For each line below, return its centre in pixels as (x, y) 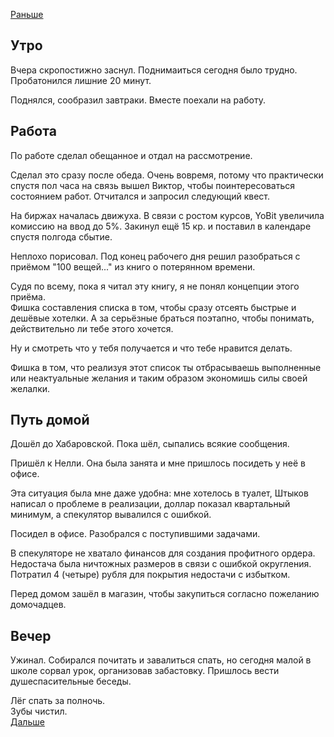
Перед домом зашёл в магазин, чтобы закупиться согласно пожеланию (165, 594)
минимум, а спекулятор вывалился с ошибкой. (111, 515)
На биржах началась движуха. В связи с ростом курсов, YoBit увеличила (167, 215)
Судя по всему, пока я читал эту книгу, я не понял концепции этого (155, 286)
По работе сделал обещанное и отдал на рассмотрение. (131, 155)
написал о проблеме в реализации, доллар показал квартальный (150, 504)
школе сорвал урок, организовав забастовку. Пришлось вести (145, 671)
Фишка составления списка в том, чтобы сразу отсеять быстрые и (153, 307)
